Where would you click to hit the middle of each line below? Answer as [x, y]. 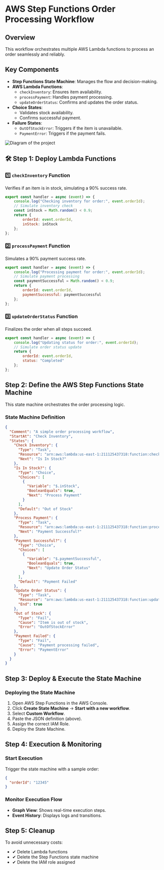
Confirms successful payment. [50, 118]
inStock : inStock [40, 224]
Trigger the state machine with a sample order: [52, 769]
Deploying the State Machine [40, 692]
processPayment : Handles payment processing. [66, 97]
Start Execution [24, 758]
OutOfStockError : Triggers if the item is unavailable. [71, 128]
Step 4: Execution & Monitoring [53, 744]
